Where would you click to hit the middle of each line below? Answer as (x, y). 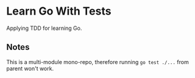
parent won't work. (30, 68)
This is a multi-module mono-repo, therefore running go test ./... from (97, 62)
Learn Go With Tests (59, 11)
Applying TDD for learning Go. (44, 28)
